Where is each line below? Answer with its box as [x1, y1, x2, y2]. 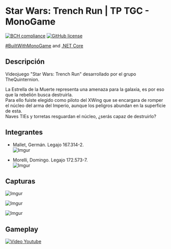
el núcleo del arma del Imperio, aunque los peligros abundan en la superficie [5, 102, 166, 108]
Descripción [5, 58, 45, 66]
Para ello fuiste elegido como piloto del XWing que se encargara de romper [5, 97, 163, 103]
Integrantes [5, 128, 43, 137]
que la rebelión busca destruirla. [5, 92, 73, 98]
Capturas [5, 177, 36, 185]
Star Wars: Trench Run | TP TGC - [5, 5, 149, 17]
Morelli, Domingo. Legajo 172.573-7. [12, 157, 88, 163]
